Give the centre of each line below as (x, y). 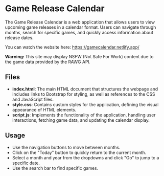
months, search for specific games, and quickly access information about (79, 32)
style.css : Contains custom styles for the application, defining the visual (85, 104)
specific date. (26, 163)
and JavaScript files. (33, 99)
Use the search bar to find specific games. (55, 168)
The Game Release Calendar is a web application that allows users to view (80, 22)
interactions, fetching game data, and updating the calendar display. (81, 120)
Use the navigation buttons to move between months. (66, 147)
